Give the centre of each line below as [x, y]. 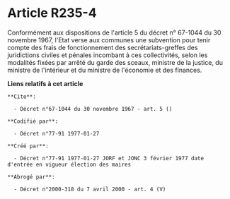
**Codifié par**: [33, 121]
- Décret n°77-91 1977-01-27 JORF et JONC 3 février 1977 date [109, 158]
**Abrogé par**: [31, 177]
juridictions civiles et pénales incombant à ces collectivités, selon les [108, 55]
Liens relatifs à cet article [45, 83]
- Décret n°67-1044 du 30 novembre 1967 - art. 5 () [93, 109]
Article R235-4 [52, 13]
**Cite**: [22, 97]
